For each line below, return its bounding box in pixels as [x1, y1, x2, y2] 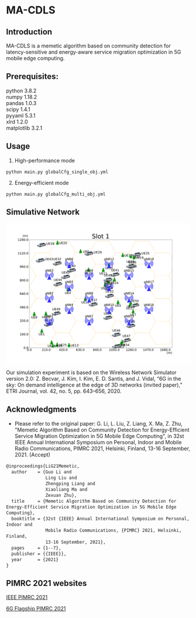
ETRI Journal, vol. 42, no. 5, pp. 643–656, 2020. [6, 387, 122, 395]
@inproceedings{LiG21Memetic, [6, 463, 80, 469]
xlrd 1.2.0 [6, 118, 28, 125]
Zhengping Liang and [45, 481, 95, 486]
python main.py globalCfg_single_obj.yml [6, 169, 109, 175]
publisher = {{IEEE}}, [11, 551, 67, 557]
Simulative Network [6, 207, 80, 217]
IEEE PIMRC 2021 [6, 594, 48, 601]
